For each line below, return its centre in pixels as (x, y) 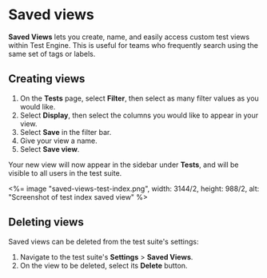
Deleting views (46, 222)
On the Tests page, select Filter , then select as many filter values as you (139, 98)
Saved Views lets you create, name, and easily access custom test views (129, 37)
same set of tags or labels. (52, 54)
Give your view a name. (58, 141)
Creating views (47, 79)
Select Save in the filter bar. (66, 132)
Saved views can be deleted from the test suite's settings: (104, 241)
